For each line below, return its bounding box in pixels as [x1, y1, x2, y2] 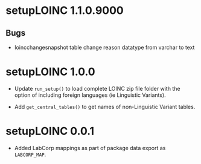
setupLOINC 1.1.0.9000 [5, 4, 124, 18]
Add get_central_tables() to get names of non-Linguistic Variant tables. [14, 103, 196, 110]
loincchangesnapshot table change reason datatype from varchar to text [14, 44, 195, 51]
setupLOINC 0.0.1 [5, 125, 95, 138]
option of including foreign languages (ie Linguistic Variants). [14, 91, 167, 99]
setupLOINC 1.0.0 [5, 65, 95, 79]
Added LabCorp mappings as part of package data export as [14, 144, 166, 151]
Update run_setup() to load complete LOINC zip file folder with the [14, 85, 180, 92]
